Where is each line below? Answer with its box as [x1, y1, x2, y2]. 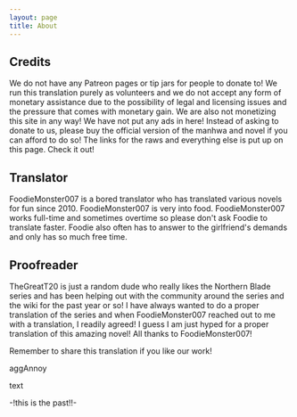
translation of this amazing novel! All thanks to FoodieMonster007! [9, 328, 252, 339]
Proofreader [9, 258, 78, 273]
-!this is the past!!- [9, 397, 78, 408]
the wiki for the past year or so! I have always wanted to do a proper [9, 299, 260, 310]
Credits [9, 54, 52, 69]
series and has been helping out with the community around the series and [9, 290, 285, 301]
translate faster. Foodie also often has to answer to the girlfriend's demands [9, 222, 288, 233]
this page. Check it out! [9, 144, 95, 155]
